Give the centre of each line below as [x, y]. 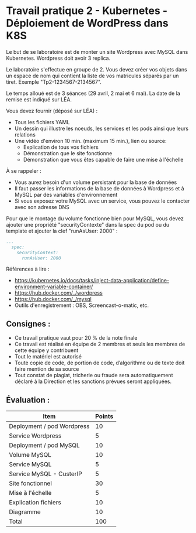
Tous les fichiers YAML [42, 122]
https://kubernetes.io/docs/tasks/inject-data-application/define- [92, 281]
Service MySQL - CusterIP [46, 474]
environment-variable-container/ [54, 287]
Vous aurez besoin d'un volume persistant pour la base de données [96, 182]
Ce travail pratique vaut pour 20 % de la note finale [76, 338]
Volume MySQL [30, 455]
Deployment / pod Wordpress [49, 426]
